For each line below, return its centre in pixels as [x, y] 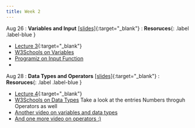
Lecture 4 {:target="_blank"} [48, 93]
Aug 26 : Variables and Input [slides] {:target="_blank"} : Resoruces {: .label [97, 28]
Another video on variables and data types [66, 112]
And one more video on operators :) [58, 119]
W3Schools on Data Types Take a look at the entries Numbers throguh [100, 100]
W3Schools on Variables [44, 52]
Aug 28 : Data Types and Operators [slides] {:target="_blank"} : [83, 76]
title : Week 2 [23, 11]
